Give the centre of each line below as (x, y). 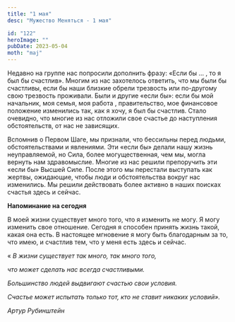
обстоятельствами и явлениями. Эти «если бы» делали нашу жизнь (110, 147)
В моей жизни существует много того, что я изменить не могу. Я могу (114, 219)
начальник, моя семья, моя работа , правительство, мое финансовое (113, 103)
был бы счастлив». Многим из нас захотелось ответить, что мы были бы (117, 81)
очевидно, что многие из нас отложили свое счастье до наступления (112, 118)
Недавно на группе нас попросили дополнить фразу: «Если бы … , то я (114, 73)
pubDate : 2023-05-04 (38, 47)
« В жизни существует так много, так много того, (82, 256)
